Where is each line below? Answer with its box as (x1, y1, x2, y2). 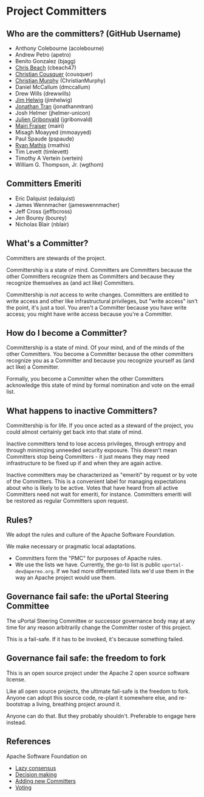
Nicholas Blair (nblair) (15, 220, 69, 228)
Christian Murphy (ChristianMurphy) (15, 77, 106, 84)
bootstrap (6, 700, 31, 708)
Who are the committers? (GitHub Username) (6, 29, 181, 39)
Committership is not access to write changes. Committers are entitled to (6, 291, 189, 298)
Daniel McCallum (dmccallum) (15, 83, 91, 91)
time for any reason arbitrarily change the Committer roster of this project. (6, 624, 192, 631)
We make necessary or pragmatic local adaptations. (6, 543, 137, 550)
